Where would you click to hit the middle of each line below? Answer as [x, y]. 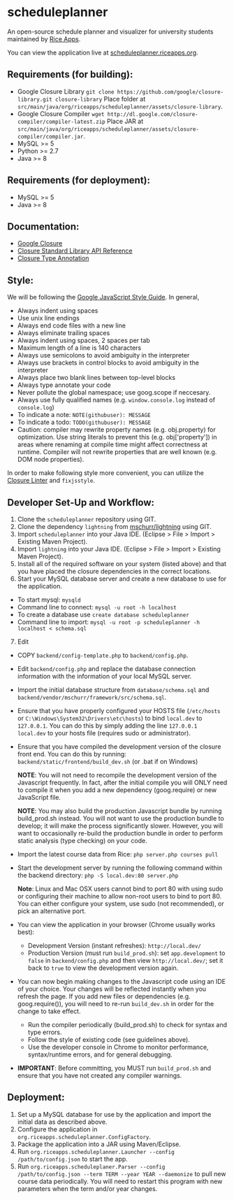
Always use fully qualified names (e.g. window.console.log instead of [116, 400]
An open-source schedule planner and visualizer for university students [110, 31]
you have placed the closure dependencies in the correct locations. [114, 571]
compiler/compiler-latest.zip [61, 122]
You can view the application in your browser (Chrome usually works [116, 925]
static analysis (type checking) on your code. [82, 841]
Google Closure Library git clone [66, 91]
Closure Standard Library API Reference [75, 251]
